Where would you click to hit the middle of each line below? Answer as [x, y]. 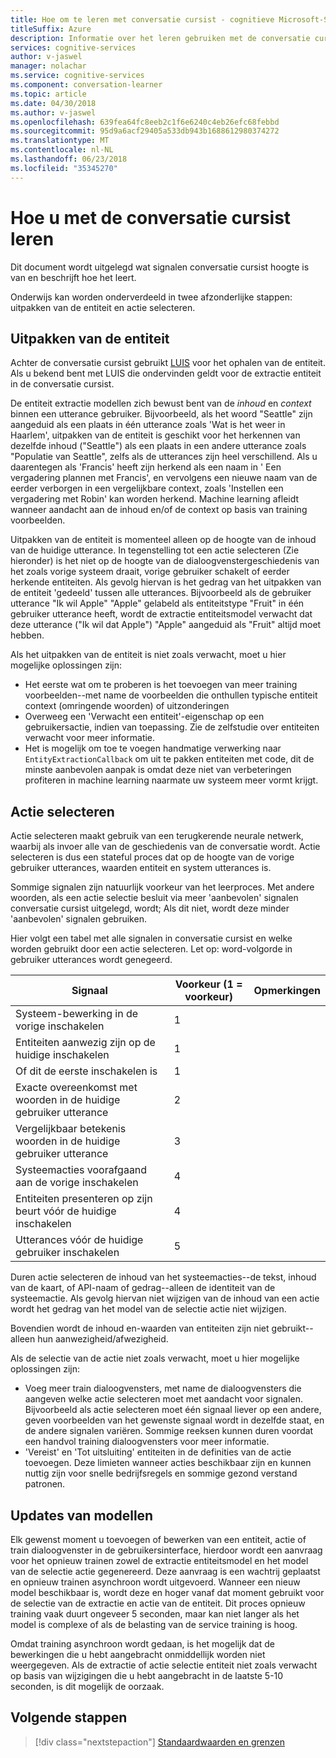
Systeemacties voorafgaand [81, 1170]
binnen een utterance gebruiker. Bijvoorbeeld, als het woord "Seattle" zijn [161, 414]
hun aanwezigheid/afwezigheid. [103, 1339]
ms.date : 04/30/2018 [53, 103]
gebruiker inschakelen [67, 1253]
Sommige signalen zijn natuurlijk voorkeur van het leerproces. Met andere [162, 887]
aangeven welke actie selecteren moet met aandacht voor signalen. [163, 1399]
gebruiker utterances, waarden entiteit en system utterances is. [141, 868]
